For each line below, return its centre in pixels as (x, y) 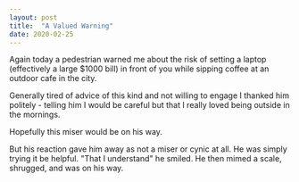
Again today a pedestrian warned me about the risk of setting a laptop (138, 60)
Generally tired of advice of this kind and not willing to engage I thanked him (149, 95)
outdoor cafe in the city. (53, 79)
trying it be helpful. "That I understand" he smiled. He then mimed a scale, (146, 159)
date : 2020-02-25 (42, 34)
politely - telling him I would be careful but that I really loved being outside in (149, 105)
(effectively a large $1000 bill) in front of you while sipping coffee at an (139, 69)
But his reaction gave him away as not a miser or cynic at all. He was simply (148, 149)
